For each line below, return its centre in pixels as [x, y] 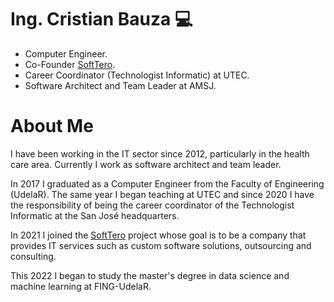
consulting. [33, 256]
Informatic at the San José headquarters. [95, 215]
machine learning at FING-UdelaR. [81, 286]
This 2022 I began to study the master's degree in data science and [150, 275]
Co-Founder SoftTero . [70, 64]
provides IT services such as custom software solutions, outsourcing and [161, 245]
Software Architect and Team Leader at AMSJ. [120, 85]
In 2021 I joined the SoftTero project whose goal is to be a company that [158, 235]
